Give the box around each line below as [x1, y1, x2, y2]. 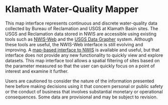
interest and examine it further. [5, 68, 69, 74]
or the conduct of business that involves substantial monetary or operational [5, 88, 163, 94]
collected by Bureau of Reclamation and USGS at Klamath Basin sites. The [5, 25, 158, 31]
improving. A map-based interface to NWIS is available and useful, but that [5, 47, 160, 53]
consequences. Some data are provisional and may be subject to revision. [5, 94, 158, 100]
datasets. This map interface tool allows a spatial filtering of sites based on [5, 57, 160, 63]
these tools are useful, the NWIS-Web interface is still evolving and [5, 41, 143, 47]
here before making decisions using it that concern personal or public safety [5, 83, 163, 89]
